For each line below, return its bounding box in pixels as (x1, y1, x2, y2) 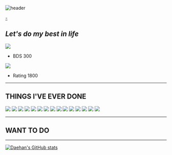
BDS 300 (12, 53, 32, 59)
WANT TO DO (5, 126, 50, 135)
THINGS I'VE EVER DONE (5, 92, 87, 101)
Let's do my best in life (5, 30, 79, 38)
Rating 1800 (12, 72, 38, 79)
